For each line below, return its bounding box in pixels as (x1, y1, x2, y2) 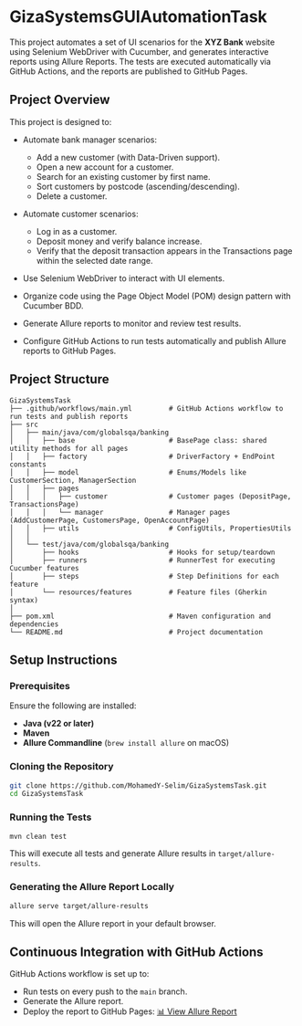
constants (9, 459, 47, 469)
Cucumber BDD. (22, 299, 84, 311)
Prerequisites (9, 679, 70, 692)
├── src (9, 420, 39, 429)
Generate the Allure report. (22, 996, 124, 1007)
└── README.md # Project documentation (9, 627, 263, 636)
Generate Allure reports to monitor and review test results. (22, 318, 242, 329)
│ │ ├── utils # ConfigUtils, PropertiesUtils (9, 523, 292, 533)
